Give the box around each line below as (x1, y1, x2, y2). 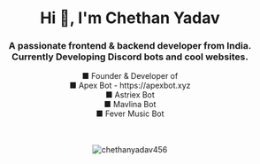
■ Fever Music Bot (96, 108, 164, 119)
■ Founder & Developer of (81, 71, 179, 82)
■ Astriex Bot (104, 90, 156, 100)
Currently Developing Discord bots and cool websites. (11, 51, 249, 63)
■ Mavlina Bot (103, 99, 157, 110)
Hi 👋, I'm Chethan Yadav (40, 8, 220, 28)
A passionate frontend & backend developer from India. (8, 40, 252, 52)
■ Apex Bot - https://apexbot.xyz (69, 80, 191, 91)
